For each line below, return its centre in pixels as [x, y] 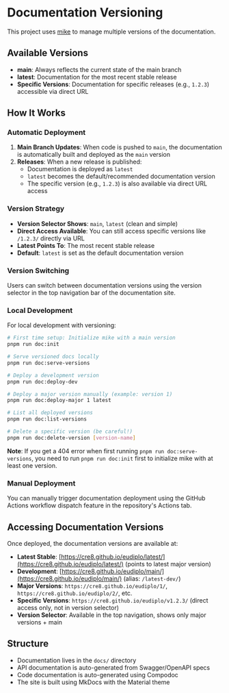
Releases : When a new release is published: [79, 162]
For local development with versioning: [62, 325]
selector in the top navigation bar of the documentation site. [91, 293]
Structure [28, 644]
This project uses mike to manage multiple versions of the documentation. [111, 32]
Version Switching [38, 270]
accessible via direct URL [53, 91]
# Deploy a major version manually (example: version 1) [90, 394]
